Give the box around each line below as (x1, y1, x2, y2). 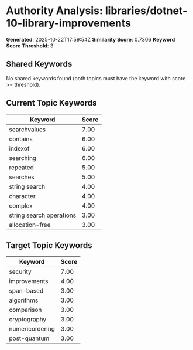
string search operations (9, 211, 77, 219)
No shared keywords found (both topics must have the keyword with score (6, 74, 186, 81)
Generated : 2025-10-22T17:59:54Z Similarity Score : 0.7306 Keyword (6, 36, 175, 43)
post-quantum (9, 334, 50, 342)
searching (9, 154, 37, 162)
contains (9, 135, 33, 143)
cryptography (9, 315, 47, 324)
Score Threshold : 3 (6, 42, 54, 49)
